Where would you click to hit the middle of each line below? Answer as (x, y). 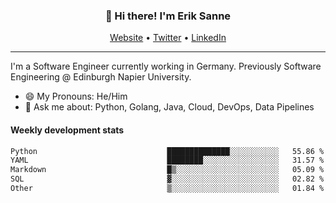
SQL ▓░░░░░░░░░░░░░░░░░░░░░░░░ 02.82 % (167, 179)
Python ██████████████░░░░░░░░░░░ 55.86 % (167, 151)
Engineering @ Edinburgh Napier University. (101, 77)
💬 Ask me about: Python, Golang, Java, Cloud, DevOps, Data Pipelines (169, 107)
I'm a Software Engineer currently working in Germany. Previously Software (166, 66)
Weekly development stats (67, 130)
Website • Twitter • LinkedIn (168, 38)
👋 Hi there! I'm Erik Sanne (168, 16)
